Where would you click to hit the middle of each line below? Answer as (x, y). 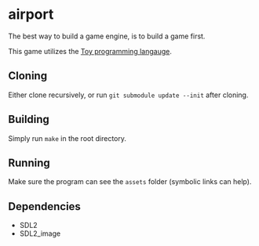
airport (31, 14)
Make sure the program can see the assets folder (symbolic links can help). (130, 182)
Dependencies (44, 206)
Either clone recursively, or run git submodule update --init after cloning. (128, 95)
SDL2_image (40, 233)
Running (29, 163)
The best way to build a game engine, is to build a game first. (107, 36)
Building (29, 119)
